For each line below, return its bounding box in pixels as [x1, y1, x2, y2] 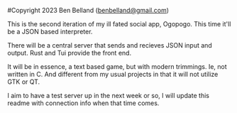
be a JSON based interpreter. [7, 28, 93, 36]
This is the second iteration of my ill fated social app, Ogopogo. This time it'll [7, 20, 231, 28]
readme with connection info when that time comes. [7, 99, 160, 107]
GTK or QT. [7, 77, 40, 86]
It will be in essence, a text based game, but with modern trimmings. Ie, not [7, 63, 227, 70]
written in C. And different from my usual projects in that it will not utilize [7, 70, 219, 78]
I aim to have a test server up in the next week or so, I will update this [7, 92, 210, 99]
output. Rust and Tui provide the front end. [7, 49, 132, 57]
